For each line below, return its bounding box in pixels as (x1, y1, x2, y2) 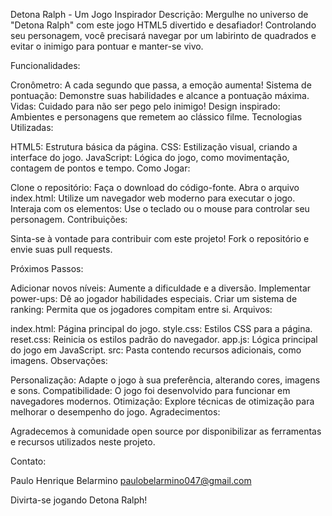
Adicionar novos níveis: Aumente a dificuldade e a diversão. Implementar (10, 282, 312, 294)
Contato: (10, 455, 47, 467)
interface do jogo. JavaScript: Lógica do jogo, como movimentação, (10, 152, 290, 163)
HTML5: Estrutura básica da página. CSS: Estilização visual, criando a (10, 141, 298, 153)
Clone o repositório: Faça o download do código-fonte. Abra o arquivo (10, 182, 300, 193)
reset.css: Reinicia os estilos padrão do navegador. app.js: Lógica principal (10, 334, 318, 345)
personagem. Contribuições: (10, 214, 128, 225)
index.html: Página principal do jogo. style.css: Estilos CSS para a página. (10, 323, 313, 334)
